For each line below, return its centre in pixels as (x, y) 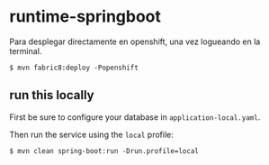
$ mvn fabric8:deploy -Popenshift (74, 68)
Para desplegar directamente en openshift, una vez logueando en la (135, 41)
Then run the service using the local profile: (91, 134)
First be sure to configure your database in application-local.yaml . (135, 117)
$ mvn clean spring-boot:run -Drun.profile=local (104, 151)
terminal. (26, 50)
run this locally (52, 95)
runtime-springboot (85, 17)
